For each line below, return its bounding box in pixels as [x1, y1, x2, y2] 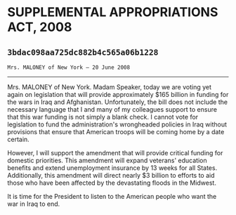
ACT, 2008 [7, 19, 72, 35]
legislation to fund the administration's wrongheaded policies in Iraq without [7, 120, 227, 129]
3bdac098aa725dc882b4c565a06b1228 [7, 47, 159, 57]
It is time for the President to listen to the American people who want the [7, 193, 217, 200]
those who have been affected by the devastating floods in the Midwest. [7, 178, 216, 187]
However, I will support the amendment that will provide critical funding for [7, 149, 223, 157]
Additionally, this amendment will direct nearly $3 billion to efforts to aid [7, 171, 216, 179]
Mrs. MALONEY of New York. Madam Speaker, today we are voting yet [7, 83, 212, 91]
